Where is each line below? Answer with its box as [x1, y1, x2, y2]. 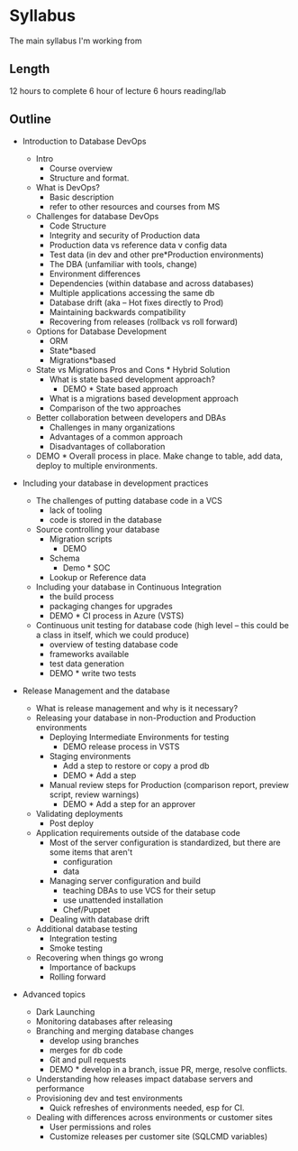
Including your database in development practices [22, 478, 209, 488]
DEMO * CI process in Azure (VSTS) [49, 610, 185, 621]
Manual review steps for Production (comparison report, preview [49, 779, 290, 790]
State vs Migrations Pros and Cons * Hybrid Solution [35, 364, 231, 375]
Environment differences [49, 268, 141, 279]
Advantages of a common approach [49, 431, 183, 442]
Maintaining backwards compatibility [49, 306, 186, 317]
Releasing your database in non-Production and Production [35, 712, 257, 723]
